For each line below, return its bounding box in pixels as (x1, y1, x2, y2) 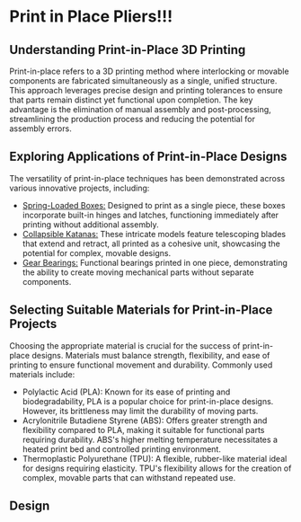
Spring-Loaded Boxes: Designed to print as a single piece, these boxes (22, 199, 286, 210)
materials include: (9, 368, 75, 379)
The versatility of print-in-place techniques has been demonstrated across (9, 173, 286, 183)
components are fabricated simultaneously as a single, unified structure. (9, 75, 278, 86)
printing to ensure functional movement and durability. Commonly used (9, 359, 273, 370)
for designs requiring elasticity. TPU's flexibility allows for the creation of (22, 463, 292, 473)
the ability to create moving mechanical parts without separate (22, 267, 254, 278)
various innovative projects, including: (9, 182, 150, 193)
